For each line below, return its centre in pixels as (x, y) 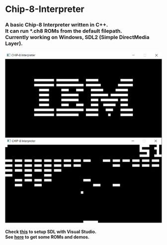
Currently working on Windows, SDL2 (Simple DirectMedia (77, 37)
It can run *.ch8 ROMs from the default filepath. (64, 31)
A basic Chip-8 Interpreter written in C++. (57, 25)
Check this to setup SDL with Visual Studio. (51, 232)
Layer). (14, 43)
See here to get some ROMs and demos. (47, 237)
